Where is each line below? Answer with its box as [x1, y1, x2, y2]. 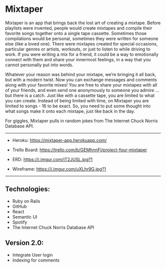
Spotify [12, 219, 27, 225]
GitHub [12, 203, 27, 209]
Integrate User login [12, 252, 53, 258]
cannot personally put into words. [5, 62, 74, 68]
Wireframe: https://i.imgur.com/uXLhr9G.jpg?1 [12, 166, 106, 172]
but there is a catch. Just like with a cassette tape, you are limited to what [5, 92, 155, 98]
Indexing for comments [12, 257, 60, 263]
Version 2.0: [5, 239, 44, 247]
